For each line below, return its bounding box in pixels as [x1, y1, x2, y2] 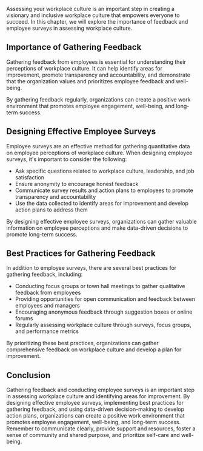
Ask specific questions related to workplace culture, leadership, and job [15, 167, 195, 174]
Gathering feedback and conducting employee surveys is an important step [6, 386, 195, 394]
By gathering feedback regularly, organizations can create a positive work [6, 95, 191, 103]
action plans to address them [15, 206, 88, 213]
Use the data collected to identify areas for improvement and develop [15, 199, 189, 207]
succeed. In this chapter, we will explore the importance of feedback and [6, 18, 188, 25]
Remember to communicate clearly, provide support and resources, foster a [6, 425, 196, 432]
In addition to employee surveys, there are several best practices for [6, 264, 177, 272]
